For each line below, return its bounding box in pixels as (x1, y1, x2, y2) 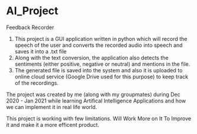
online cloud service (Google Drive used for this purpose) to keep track (14, 73, 189, 80)
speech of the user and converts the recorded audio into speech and (14, 42, 183, 49)
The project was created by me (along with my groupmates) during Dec (6, 91, 180, 98)
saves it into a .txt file (14, 47, 67, 55)
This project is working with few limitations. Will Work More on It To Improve (6, 114, 191, 122)
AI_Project (6, 4, 59, 18)
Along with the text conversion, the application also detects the (14, 54, 169, 61)
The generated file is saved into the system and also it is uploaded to (14, 66, 183, 74)
